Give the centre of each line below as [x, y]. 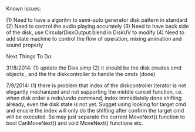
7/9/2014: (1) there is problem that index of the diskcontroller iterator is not [96, 85]
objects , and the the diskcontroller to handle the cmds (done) [81, 74]
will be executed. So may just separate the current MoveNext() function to [95, 117]
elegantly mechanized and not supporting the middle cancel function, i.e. [95, 92]
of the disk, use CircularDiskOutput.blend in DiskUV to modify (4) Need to [95, 32]
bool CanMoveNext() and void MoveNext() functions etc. [75, 123]
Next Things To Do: [29, 56]
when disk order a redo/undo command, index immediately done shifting [94, 98]
